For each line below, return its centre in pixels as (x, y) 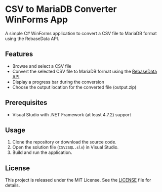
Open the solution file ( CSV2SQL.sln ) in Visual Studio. (65, 147)
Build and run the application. (42, 152)
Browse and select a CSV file (42, 66)
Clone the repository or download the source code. (64, 142)
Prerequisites (26, 103)
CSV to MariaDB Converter (61, 9)
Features (19, 54)
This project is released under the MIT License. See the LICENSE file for (78, 180)
